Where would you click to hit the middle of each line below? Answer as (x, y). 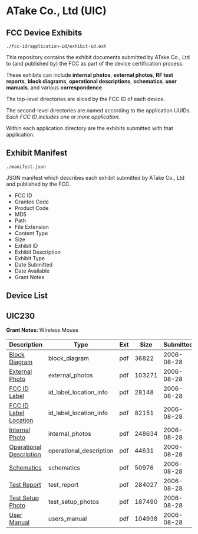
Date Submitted (34, 264)
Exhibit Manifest (37, 153)
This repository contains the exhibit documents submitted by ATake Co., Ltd (98, 57)
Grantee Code (32, 202)
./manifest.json (26, 167)
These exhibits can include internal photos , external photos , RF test (90, 75)
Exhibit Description (37, 252)
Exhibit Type (30, 258)
